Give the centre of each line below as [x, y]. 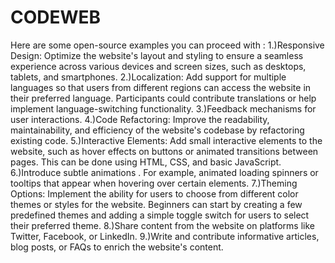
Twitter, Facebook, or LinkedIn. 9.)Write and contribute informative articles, [165, 236]
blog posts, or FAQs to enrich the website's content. [117, 247]
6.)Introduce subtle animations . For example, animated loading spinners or [164, 172]
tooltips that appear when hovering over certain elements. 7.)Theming [154, 183]
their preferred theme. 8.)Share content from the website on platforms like [163, 225]
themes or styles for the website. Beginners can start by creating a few [156, 204]
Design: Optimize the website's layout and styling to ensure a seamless [157, 55]
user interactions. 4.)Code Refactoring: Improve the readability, [140, 119]
